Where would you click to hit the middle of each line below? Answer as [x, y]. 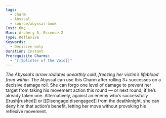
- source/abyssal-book [33, 24]
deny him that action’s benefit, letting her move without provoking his [76, 106]
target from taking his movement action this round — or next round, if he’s [81, 90]
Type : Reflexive [22, 38]
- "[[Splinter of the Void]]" [41, 60]
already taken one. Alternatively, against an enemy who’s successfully [77, 96]
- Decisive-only [27, 47]
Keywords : [16, 42]
